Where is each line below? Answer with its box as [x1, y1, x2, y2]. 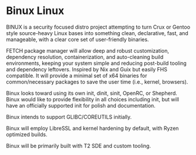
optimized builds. [6, 130, 48, 138]
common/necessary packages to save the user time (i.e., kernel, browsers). [6, 78, 188, 85]
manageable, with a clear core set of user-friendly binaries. [6, 36, 149, 43]
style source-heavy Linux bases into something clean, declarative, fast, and [6, 29, 188, 36]
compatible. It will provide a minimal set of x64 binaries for [6, 72, 147, 79]
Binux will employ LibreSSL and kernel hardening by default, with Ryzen [6, 125, 179, 132]
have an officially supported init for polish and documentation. [6, 102, 156, 109]
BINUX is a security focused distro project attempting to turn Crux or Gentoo [6, 23, 191, 30]
